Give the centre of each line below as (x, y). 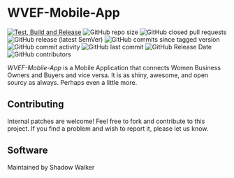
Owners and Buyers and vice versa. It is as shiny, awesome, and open (108, 75)
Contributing (36, 105)
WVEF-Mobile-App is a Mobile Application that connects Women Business (114, 67)
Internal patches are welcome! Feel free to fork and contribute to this (106, 121)
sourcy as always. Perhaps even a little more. (72, 82)
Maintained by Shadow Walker (51, 167)
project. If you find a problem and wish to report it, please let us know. (108, 128)
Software (28, 151)
